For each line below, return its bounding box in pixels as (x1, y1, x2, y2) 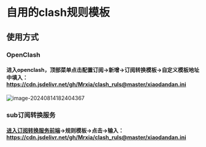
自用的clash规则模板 (6, 5, 110, 20)
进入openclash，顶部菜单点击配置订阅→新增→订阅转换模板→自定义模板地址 (6, 66, 200, 74)
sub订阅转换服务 (6, 110, 56, 119)
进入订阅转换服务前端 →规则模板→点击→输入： (6, 127, 124, 134)
